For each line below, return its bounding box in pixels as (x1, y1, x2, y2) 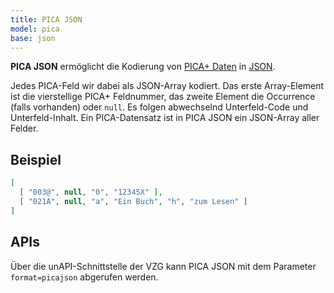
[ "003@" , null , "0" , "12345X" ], (19, 187, 163, 198)
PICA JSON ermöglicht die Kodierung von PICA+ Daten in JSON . (10, 61, 276, 73)
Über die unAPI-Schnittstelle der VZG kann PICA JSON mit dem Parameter (10, 260, 317, 272)
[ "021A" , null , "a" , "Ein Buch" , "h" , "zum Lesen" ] (19, 196, 248, 206)
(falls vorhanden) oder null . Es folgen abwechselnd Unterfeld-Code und (10, 101, 309, 113)
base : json (10, 33, 56, 43)
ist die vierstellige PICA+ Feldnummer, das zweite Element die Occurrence (10, 91, 316, 103)
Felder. (10, 122, 39, 135)
